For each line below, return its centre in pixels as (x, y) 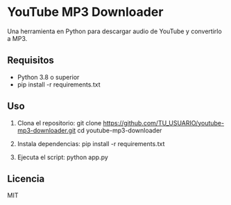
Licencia (26, 178)
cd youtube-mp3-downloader (120, 130)
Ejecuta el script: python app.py (63, 157)
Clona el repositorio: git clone (59, 123)
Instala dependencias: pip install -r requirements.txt (91, 143)
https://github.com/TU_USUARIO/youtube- (163, 123)
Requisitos (31, 61)
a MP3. (17, 38)
